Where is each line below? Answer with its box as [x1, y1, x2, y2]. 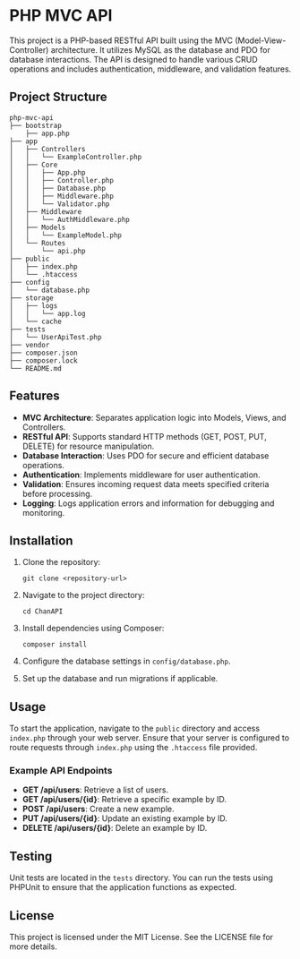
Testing [9, 848, 53, 864]
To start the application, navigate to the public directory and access [9, 723, 261, 734]
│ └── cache [9, 317, 63, 326]
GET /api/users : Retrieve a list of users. [21, 784, 168, 795]
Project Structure [9, 90, 107, 105]
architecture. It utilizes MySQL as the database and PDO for [50, 44, 270, 55]
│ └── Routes [9, 238, 66, 247]
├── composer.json [9, 348, 78, 357]
